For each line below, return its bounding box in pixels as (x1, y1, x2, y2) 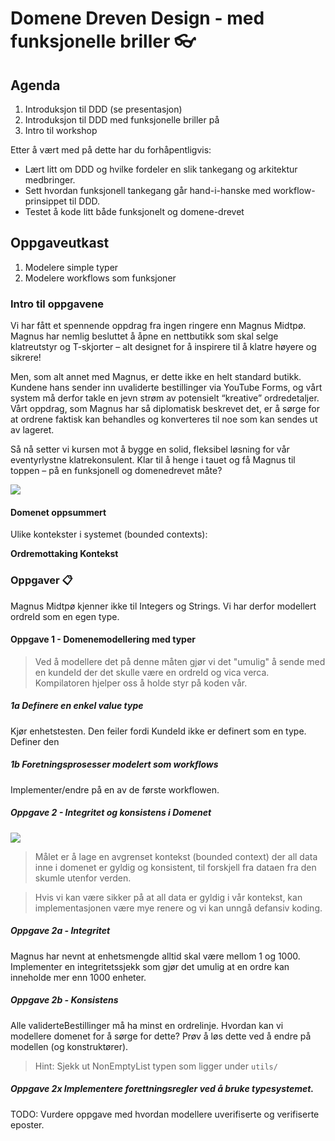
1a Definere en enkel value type (10, 700, 144, 712)
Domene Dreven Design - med (10, 7, 265, 30)
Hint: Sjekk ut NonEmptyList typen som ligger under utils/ (34, 1060, 278, 1072)
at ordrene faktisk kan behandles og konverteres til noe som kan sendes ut (10, 413, 318, 426)
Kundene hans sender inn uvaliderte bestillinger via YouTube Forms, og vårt (10, 382, 323, 394)
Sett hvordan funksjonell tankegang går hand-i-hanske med (24, 185, 272, 196)
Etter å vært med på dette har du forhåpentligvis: (10, 144, 212, 156)
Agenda (10, 77, 61, 94)
